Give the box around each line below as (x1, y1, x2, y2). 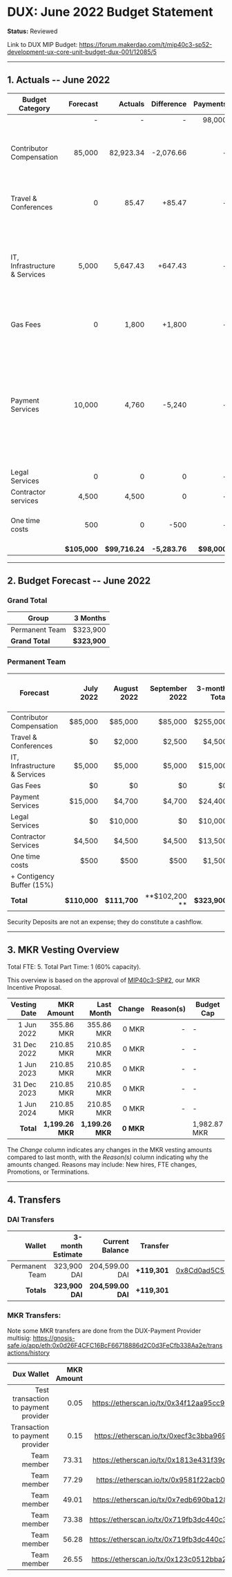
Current (102, 1237, 129, 1247)
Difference (151, 99, 187, 108)
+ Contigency (10, 871, 55, 881)
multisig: (7, 1334, 32, 1342)
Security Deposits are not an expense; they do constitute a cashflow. (7, 917, 203, 926)
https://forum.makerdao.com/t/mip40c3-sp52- (79, 40, 213, 48)
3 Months (73, 613, 106, 623)
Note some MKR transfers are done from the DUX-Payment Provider (7, 1326, 202, 1335)
